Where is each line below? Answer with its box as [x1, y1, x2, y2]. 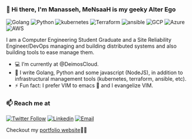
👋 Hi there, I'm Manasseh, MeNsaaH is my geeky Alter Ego [6, 5, 176, 14]
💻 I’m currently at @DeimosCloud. [14, 61, 99, 68]
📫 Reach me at [6, 100, 51, 108]
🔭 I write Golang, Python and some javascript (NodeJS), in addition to [14, 69, 183, 76]
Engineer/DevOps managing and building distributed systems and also [6, 42, 177, 49]
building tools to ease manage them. [6, 49, 95, 56]
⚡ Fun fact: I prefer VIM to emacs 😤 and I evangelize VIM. [14, 82, 154, 89]
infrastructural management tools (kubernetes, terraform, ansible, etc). [14, 75, 187, 82]
